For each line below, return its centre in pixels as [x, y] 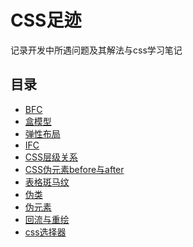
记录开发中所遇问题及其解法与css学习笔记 [96, 50]
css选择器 [45, 232]
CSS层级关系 [51, 157]
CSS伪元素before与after [74, 169]
